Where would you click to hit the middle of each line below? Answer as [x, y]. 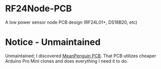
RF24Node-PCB [39, 9]
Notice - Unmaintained [53, 42]
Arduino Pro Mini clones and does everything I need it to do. [67, 61]
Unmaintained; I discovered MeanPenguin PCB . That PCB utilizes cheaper [81, 56]
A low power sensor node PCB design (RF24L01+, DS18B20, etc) [71, 22]
